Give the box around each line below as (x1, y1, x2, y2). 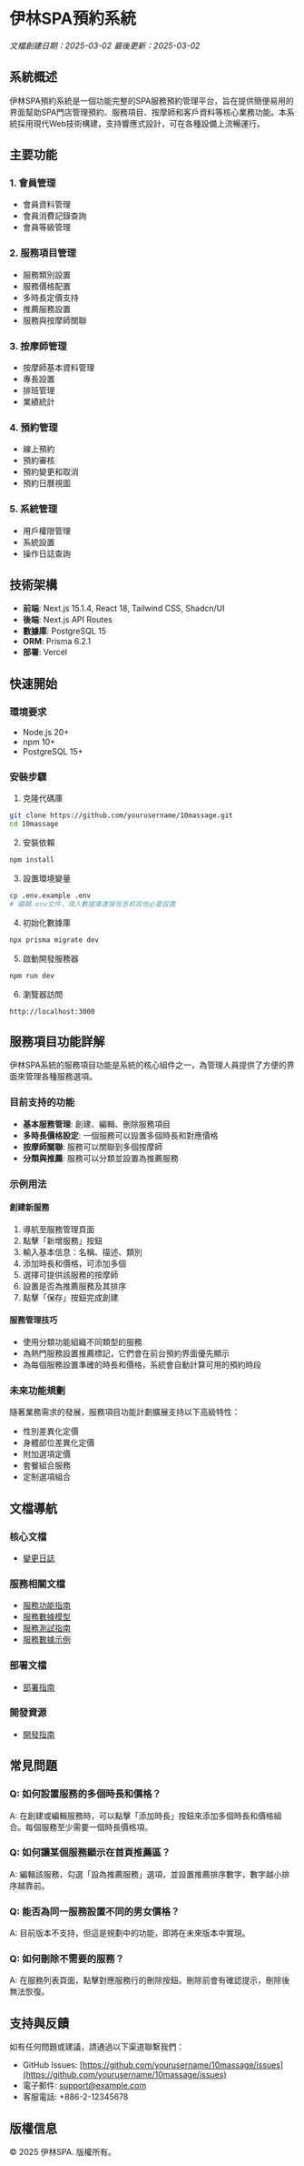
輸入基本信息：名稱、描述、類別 (22, 1246, 142, 1257)
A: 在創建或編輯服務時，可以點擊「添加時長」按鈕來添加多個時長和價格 (9, 1810, 274, 1821)
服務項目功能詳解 (9, 1034, 105, 1049)
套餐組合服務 (22, 1460, 71, 1471)
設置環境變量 (22, 873, 71, 884)
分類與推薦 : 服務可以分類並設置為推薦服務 (22, 1152, 179, 1163)
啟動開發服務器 (22, 953, 79, 964)
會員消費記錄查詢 (22, 210, 87, 221)
